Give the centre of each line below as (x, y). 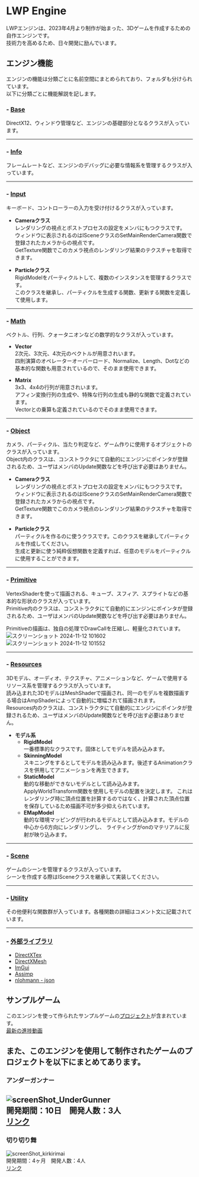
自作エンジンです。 (29, 35)
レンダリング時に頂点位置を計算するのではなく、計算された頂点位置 (107, 798)
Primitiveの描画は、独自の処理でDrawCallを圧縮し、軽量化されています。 (95, 628)
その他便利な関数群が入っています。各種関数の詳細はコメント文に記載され (97, 912)
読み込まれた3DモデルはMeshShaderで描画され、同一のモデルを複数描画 (95, 693)
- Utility (17, 898)
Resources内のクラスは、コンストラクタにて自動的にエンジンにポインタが (97, 707)
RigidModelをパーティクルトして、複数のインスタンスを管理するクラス (100, 277)
